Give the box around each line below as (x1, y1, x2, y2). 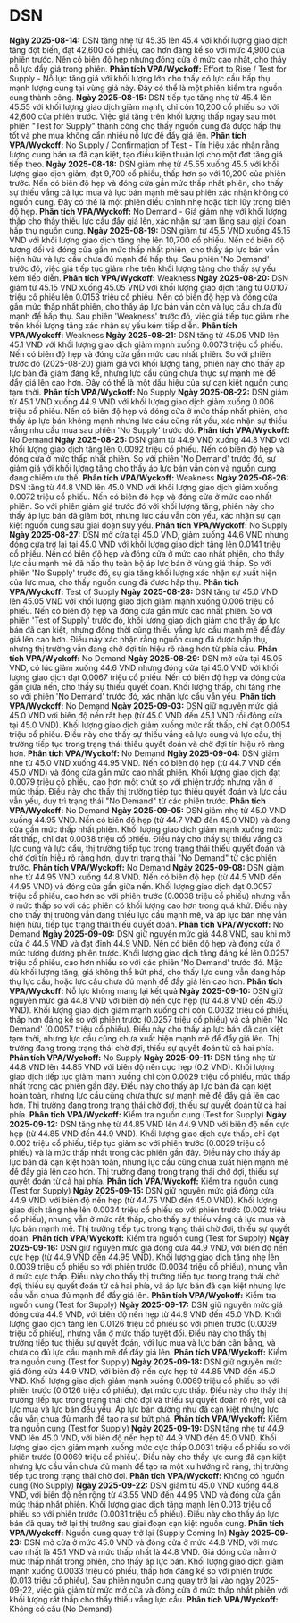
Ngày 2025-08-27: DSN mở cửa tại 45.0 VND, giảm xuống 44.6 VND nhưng (9, 529, 289, 540)
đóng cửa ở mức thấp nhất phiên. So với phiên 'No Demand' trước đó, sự (9, 453, 277, 463)
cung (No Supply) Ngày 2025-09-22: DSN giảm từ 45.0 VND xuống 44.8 (9, 1480, 279, 1491)
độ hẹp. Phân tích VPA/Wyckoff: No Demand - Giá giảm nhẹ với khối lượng (9, 206, 287, 217)
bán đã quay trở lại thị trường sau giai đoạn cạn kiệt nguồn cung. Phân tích (9, 1517, 284, 1528)
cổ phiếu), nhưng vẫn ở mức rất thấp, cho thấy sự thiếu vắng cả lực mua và (9, 1213, 286, 1224)
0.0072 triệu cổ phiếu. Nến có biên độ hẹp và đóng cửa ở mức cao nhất (9, 491, 272, 502)
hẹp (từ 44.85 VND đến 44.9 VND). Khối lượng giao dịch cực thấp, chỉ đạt (9, 1128, 279, 1139)
